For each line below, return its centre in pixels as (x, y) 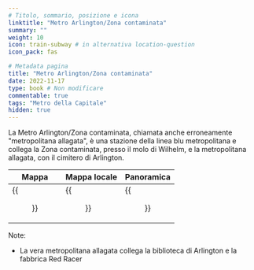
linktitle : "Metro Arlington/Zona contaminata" (88, 23)
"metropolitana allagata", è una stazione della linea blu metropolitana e (122, 141)
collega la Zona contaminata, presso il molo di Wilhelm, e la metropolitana (127, 150)
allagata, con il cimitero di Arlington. (66, 157)
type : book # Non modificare (56, 88)
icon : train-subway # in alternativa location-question (101, 45)
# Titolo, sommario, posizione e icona (74, 15)
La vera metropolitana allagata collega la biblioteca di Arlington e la (128, 251)
